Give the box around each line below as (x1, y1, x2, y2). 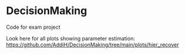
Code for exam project (6, 23, 60, 31)
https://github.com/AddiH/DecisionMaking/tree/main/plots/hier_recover (6, 41, 179, 48)
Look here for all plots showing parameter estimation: (6, 35, 135, 42)
